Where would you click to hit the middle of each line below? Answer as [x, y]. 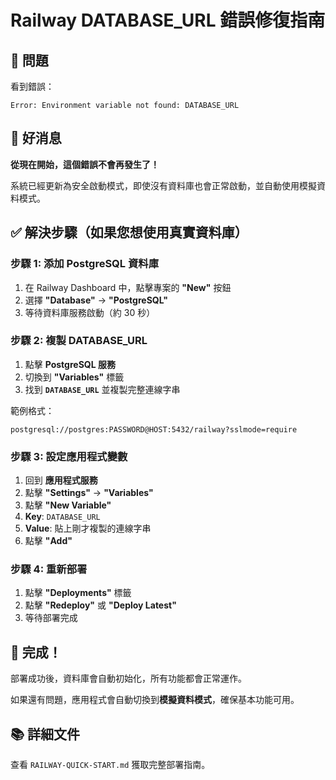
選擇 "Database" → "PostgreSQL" [96, 300]
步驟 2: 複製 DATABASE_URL [79, 341]
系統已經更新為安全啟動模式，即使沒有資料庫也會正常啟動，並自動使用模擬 [163, 185]
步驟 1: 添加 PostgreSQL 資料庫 [85, 264]
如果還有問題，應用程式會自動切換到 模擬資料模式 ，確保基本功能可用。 [155, 700]
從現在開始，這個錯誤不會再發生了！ [85, 164]
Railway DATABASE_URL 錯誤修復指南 [168, 20]
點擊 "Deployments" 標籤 [78, 593]
